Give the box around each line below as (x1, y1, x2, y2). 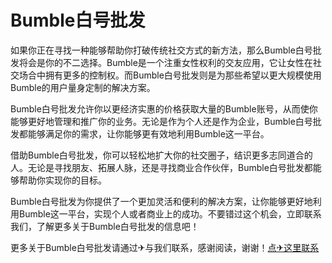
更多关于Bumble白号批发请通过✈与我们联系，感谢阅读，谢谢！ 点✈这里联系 (10, 241, 320, 253)
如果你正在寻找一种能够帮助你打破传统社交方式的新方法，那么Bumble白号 (10, 44, 313, 56)
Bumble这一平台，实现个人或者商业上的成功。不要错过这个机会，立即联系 (18, 207, 322, 220)
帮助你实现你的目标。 (18, 174, 107, 186)
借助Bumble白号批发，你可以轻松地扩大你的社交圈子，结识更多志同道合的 (10, 149, 313, 161)
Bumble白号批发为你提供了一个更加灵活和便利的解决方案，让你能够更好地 (10, 195, 313, 207)
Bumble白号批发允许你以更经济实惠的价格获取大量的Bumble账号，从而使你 (10, 102, 318, 115)
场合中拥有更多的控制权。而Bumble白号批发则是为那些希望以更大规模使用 (18, 69, 322, 81)
